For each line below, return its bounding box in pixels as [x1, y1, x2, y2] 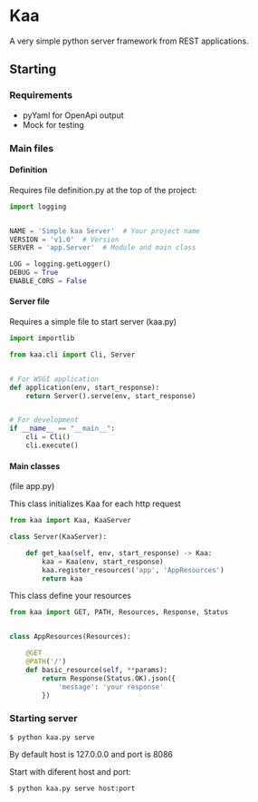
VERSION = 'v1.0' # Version [9, 235, 119, 244]
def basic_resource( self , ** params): [25, 665, 168, 674]
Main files [9, 142, 54, 154]
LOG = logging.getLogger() [9, 259, 111, 269]
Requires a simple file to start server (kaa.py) [9, 317, 177, 328]
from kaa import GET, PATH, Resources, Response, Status [9, 608, 229, 617]
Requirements [9, 89, 73, 102]
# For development [9, 416, 79, 425]
